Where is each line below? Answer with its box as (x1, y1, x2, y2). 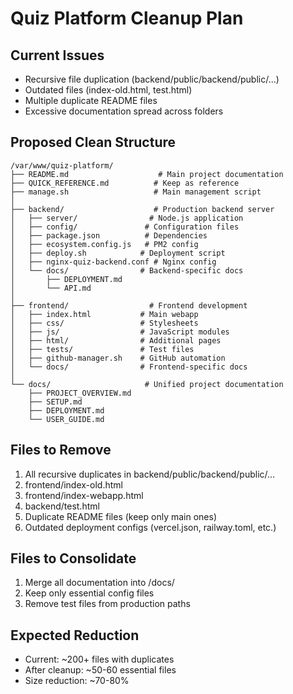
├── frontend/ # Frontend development (10, 300, 248, 311)
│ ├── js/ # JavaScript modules (10, 327, 230, 337)
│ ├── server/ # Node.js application (10, 213, 244, 223)
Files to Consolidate (10, 550, 137, 567)
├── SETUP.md (28, 397, 83, 407)
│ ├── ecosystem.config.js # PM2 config (10, 239, 199, 249)
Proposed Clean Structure (10, 134, 177, 151)
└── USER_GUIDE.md (28, 414, 105, 424)
